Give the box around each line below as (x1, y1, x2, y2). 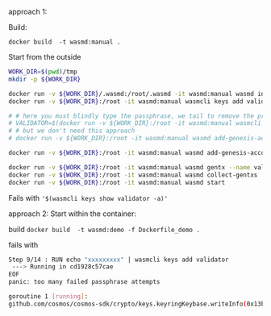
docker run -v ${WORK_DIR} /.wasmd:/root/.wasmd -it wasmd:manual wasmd (8, 89, 254, 98)
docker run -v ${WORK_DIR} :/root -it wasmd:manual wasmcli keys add (8, 97, 244, 106)
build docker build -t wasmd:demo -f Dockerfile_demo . (8, 224, 200, 234)
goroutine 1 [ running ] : (8, 293, 89, 301)
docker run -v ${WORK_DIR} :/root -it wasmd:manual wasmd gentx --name (8, 163, 251, 172)
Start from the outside (8, 52, 81, 61)
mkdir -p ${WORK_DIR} (8, 75, 81, 83)
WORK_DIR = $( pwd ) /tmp (8, 68, 78, 76)
